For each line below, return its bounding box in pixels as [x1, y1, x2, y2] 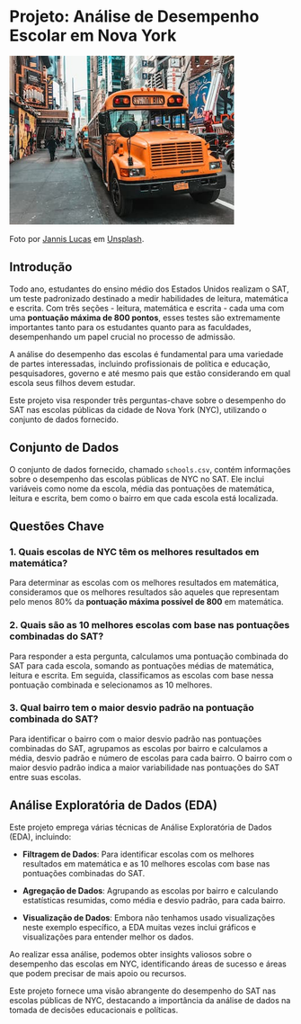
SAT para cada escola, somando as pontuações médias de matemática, [9, 660, 274, 671]
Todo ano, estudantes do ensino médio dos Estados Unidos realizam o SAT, [9, 283, 289, 294]
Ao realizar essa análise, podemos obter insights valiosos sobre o [9, 948, 252, 959]
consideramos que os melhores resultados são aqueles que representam [9, 587, 280, 597]
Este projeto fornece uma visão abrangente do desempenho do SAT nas [9, 985, 277, 996]
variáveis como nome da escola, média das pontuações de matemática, [9, 483, 275, 494]
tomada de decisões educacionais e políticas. [9, 1004, 179, 1015]
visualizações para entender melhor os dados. [22, 931, 194, 942]
